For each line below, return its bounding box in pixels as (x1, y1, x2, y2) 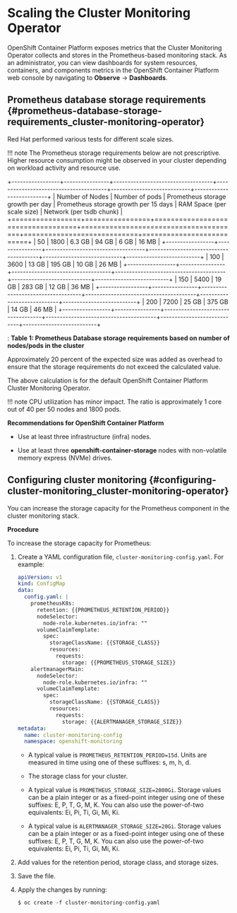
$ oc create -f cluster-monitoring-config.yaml (17, 900, 160, 907)
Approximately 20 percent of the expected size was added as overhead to (7, 355, 223, 364)
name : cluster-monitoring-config (24, 731, 123, 738)
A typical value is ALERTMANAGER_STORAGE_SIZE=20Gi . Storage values (28, 822, 221, 830)
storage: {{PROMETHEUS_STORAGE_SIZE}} (62, 659, 176, 666)
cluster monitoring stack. (7, 511, 80, 520)
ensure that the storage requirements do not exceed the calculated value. (7, 362, 221, 371)
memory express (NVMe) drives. (17, 453, 113, 462)
